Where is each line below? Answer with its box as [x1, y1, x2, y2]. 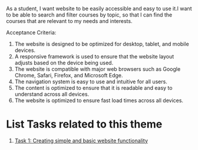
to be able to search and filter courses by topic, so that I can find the [6, 11, 173, 18]
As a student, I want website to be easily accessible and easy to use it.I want [6, 5, 192, 12]
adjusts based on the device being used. [14, 59, 114, 66]
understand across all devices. [14, 91, 90, 97]
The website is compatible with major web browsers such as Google [14, 66, 181, 73]
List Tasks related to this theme [6, 118, 163, 131]
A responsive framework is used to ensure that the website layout [14, 53, 174, 60]
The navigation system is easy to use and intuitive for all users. [14, 78, 168, 85]
